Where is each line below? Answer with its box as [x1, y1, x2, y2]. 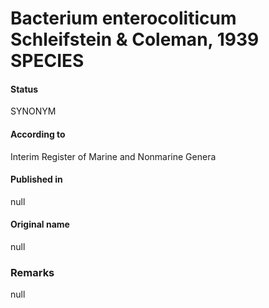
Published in [10, 173, 63, 186]
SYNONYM [10, 105, 57, 117]
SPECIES [10, 50, 85, 72]
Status [10, 83, 39, 95]
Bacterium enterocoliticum [10, 7, 237, 30]
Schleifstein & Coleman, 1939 [10, 28, 260, 51]
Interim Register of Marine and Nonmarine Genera [10, 150, 217, 162]
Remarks [10, 265, 55, 279]
